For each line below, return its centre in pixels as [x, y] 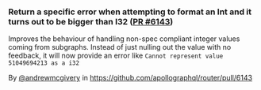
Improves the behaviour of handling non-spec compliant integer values [124, 39]
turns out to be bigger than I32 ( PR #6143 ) [91, 21]
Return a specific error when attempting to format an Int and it [130, 12]
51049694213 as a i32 [44, 63]
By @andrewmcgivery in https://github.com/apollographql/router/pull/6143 [130, 78]
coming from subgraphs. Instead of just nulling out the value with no [120, 47]
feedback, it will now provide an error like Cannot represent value [116, 56]
